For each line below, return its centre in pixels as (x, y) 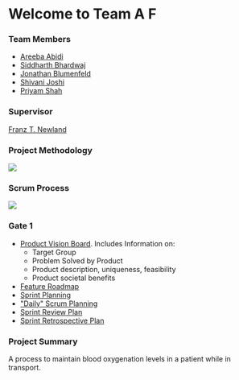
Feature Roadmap (49, 286)
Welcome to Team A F (82, 14)
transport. (25, 367)
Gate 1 (21, 226)
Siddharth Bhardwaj (53, 65)
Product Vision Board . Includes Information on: (97, 243)
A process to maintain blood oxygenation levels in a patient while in (120, 358)
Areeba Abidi (41, 56)
